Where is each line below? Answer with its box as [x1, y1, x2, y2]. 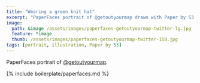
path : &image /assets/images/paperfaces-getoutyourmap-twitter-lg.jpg [11, 25, 192, 32]
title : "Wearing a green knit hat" [6, 8, 95, 15]
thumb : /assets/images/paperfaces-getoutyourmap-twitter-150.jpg [11, 36, 178, 42]
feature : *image [11, 31, 52, 37]
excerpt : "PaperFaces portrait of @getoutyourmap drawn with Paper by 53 [6, 14, 195, 20]
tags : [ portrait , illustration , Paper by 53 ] [6, 42, 122, 48]
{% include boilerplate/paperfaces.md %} [6, 70, 110, 77]
